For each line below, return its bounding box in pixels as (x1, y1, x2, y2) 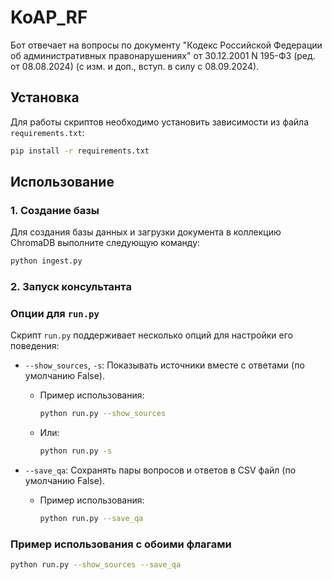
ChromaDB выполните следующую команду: (10, 237, 201, 249)
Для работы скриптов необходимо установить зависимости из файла (10, 116, 310, 128)
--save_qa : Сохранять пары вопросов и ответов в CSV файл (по (24, 464, 297, 476)
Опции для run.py (10, 307, 100, 321)
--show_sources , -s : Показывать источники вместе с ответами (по (24, 359, 305, 371)
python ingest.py (10, 256, 83, 266)
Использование (10, 174, 115, 191)
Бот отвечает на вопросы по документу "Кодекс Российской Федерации (10, 39, 323, 51)
